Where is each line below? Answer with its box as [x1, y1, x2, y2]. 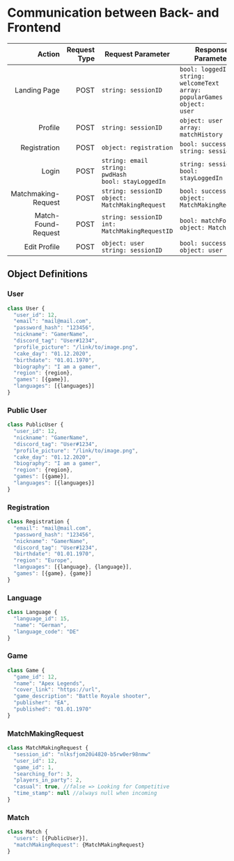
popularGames [180, 93, 223, 101]
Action [37, 49, 61, 58]
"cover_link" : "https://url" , [13, 686, 101, 693]
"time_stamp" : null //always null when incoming [13, 790, 157, 797]
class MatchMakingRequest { [7, 745, 89, 752]
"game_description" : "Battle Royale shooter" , [13, 693, 151, 700]
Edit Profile [24, 242, 61, 251]
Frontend [7, 19, 61, 35]
